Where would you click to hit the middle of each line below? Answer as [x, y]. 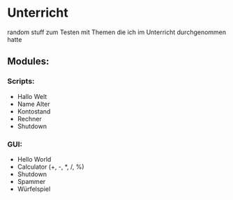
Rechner [29, 118]
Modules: [28, 62]
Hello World [34, 159]
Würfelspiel [34, 189]
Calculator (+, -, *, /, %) [51, 167]
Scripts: [21, 82]
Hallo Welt [32, 96]
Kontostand [34, 111]
